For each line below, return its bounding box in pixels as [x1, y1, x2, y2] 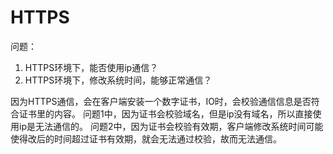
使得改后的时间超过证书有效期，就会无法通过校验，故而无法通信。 [10, 132, 282, 145]
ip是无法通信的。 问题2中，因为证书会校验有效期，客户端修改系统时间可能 [18, 120, 324, 132]
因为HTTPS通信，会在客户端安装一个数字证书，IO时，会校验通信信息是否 [10, 95, 312, 107]
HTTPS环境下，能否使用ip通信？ [24, 61, 159, 73]
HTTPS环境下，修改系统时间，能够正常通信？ [24, 74, 213, 86]
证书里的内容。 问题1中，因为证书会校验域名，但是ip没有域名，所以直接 [18, 107, 313, 120]
